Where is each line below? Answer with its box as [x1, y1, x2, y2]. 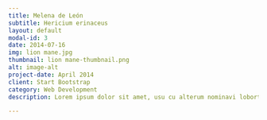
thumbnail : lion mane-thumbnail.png [8, 56, 130, 64]
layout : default [8, 26, 62, 34]
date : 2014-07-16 [8, 41, 66, 49]
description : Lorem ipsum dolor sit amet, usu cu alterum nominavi [8, 93, 237, 101]
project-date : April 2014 [8, 71, 94, 79]
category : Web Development [8, 85, 98, 94]
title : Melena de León [8, 11, 83, 20]
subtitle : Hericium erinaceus [8, 19, 109, 27]
